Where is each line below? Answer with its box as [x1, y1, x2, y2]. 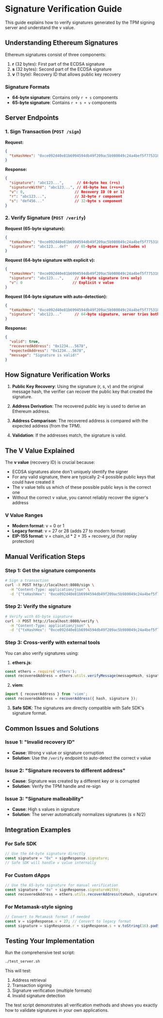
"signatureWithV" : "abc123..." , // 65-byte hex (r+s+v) [9, 185, 125, 190]
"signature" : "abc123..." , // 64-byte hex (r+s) [9, 181, 120, 186]
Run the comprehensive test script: [5, 950, 75, 955]
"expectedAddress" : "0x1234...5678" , [9, 348, 86, 353]
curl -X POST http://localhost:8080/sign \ [5, 582, 95, 587]
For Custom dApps [5, 872, 50, 879]
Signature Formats [5, 84, 50, 90]
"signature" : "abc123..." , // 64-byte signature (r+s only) [9, 276, 142, 281]
